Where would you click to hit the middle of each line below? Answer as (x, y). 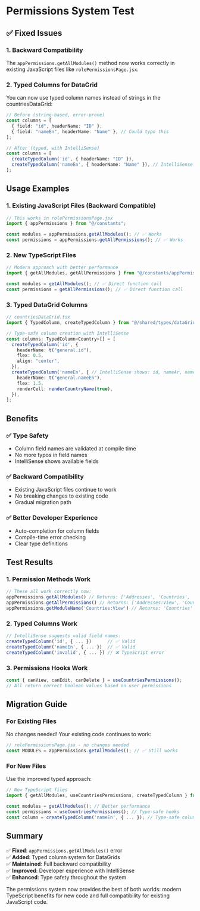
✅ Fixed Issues (34, 33)
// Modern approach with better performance (62, 268)
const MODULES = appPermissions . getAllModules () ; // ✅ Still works (92, 751)
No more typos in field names (51, 455)
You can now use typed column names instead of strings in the (83, 98)
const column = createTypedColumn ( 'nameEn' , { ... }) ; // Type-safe (93, 817)
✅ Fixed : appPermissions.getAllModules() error (64, 850)
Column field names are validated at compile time (75, 449)
